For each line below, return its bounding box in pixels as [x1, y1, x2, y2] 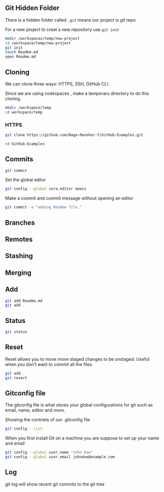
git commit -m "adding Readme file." [5, 205, 82, 210]
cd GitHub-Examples [5, 141, 45, 146]
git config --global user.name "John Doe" [5, 450, 93, 455]
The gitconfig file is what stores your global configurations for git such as [5, 402, 153, 408]
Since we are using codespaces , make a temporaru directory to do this [5, 90, 149, 96]
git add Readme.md [5, 298, 43, 303]
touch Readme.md [5, 50, 38, 55]
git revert [5, 376, 27, 380]
